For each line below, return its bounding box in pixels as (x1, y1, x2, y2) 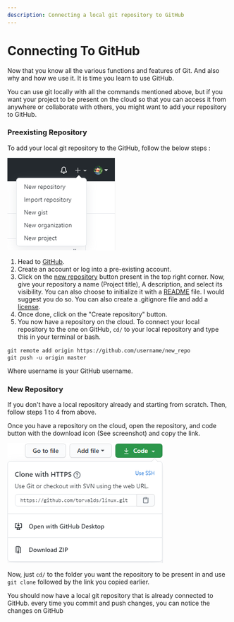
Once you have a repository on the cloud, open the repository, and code (7, 422, 217, 430)
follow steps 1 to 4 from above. (7, 408, 97, 417)
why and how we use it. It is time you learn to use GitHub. (7, 74, 175, 82)
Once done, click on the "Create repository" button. (17, 310, 168, 318)
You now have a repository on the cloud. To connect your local (17, 317, 199, 326)
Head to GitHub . (17, 257, 65, 265)
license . (17, 302, 41, 311)
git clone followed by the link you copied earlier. (7, 577, 150, 587)
